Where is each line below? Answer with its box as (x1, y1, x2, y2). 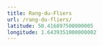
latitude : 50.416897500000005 (7, 22, 94, 29)
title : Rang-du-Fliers (7, 9, 72, 17)
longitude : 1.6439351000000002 (7, 28, 97, 36)
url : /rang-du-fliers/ (7, 16, 72, 23)
